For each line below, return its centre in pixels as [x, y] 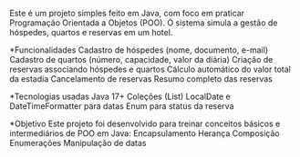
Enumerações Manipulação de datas [78, 143]
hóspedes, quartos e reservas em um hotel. [91, 32]
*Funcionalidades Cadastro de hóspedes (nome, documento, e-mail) [139, 50]
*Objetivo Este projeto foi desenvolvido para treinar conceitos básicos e [145, 123]
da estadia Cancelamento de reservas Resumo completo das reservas [141, 79]
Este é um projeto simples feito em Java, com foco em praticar [127, 13]
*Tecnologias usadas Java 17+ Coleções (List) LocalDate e [120, 96]
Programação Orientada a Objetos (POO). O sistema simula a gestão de [144, 23]
